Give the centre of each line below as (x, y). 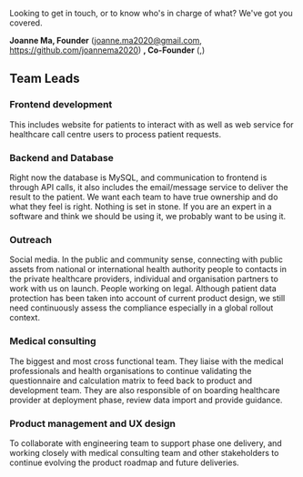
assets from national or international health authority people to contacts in (148, 269)
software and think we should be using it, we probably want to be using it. (148, 216)
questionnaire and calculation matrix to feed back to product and (131, 381)
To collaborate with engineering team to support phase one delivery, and (146, 443)
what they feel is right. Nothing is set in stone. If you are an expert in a (141, 206)
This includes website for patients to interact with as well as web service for (151, 124)
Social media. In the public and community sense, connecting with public (146, 259)
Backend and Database (61, 157)
